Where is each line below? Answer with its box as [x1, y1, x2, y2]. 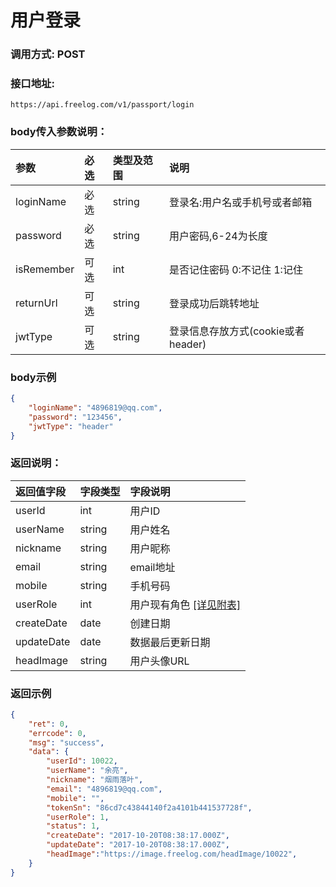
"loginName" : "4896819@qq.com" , [28, 402, 163, 413]
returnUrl [15, 296, 58, 310]
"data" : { [28, 747, 70, 757]
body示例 [10, 370, 57, 384]
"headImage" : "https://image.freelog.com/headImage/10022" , [46, 849, 298, 860]
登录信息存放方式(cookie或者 [168, 324, 305, 338]
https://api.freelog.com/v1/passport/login [10, 100, 195, 110]
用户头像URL [129, 654, 190, 668]
